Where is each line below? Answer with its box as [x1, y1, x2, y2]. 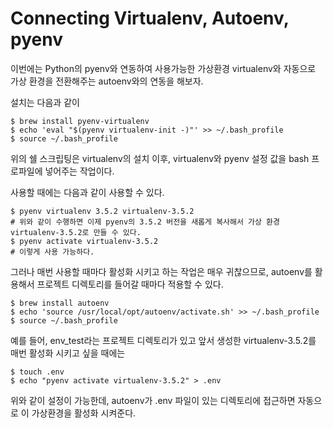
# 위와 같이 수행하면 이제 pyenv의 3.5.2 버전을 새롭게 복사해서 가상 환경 [10, 217, 280, 227]
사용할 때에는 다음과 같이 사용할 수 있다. [10, 186, 165, 198]
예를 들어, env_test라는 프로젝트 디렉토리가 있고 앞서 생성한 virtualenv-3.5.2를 [10, 334, 317, 346]
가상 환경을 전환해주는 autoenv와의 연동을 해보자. [10, 75, 204, 87]
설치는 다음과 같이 [10, 96, 80, 108]
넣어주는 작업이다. [44, 165, 115, 177]
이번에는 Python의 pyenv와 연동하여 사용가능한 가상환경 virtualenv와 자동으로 [10, 62, 317, 74]
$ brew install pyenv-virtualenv [10, 116, 150, 126]
